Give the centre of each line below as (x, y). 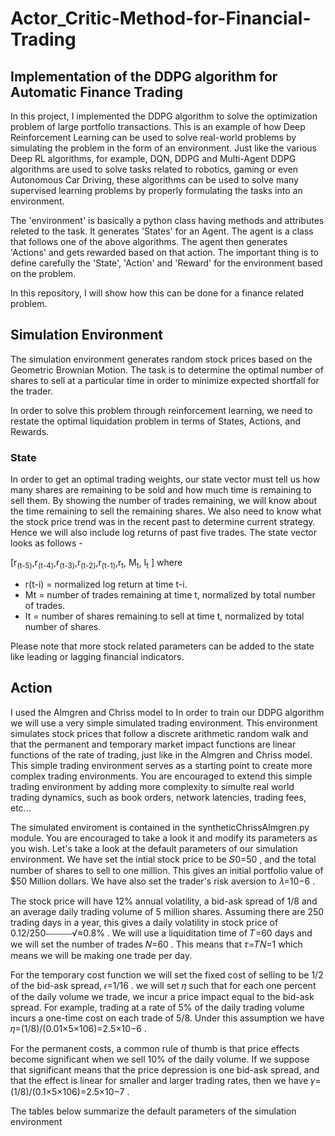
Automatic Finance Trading (96, 92)
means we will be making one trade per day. (101, 955)
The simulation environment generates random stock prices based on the (161, 359)
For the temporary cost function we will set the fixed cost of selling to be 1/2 (167, 974)
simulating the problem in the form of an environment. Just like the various (163, 148)
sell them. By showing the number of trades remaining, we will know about (164, 501)
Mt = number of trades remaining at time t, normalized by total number (170, 594)
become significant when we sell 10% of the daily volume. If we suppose (160, 1059)
